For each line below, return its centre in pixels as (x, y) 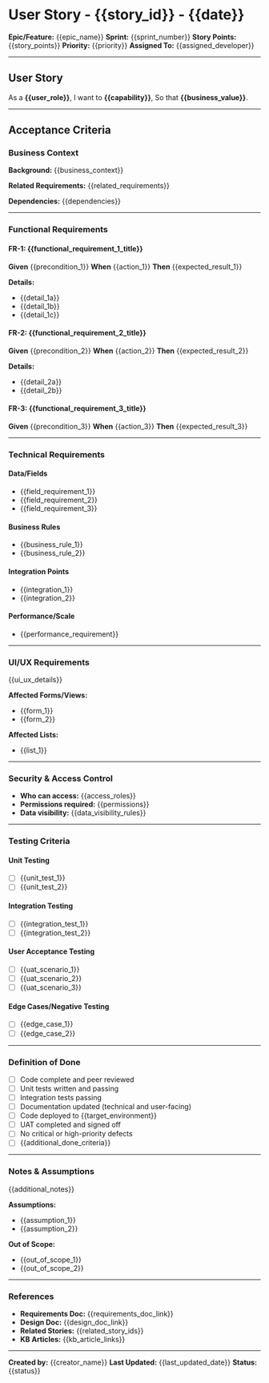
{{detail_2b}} (41, 390)
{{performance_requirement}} (69, 633)
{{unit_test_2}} (44, 887)
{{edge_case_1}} (46, 1024)
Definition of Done (44, 1062)
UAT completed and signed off (70, 1125)
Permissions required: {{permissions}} (84, 804)
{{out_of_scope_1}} (50, 1260)
